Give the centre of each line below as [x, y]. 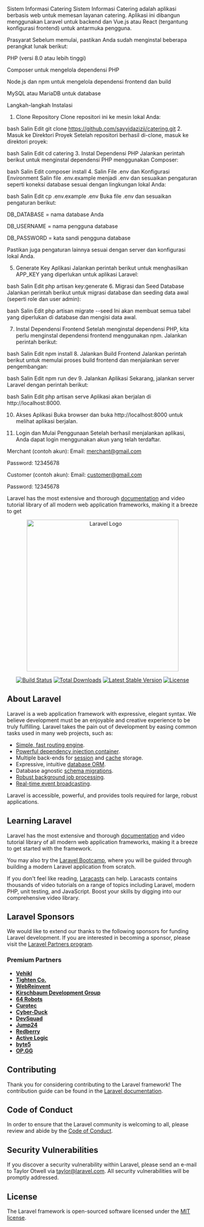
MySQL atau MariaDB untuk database [54, 93]
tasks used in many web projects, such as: [60, 733]
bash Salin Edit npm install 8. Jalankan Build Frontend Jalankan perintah [97, 354]
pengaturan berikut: [32, 202]
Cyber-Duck [32, 1012]
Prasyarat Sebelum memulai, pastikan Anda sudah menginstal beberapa [97, 40]
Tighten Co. [31, 979]
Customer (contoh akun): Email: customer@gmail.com [74, 475]
